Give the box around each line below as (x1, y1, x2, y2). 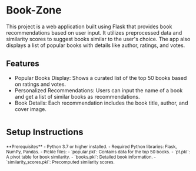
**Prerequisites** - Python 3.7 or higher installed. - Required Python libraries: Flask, (6, 143, 177, 150)
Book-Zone (6, 4, 62, 17)
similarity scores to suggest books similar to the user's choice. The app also (6, 35, 191, 42)
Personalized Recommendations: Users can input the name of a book (14, 86, 183, 94)
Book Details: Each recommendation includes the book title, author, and (14, 99, 188, 106)
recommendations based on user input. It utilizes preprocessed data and (6, 29, 182, 36)
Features (6, 59, 39, 69)
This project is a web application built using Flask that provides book (6, 23, 172, 30)
